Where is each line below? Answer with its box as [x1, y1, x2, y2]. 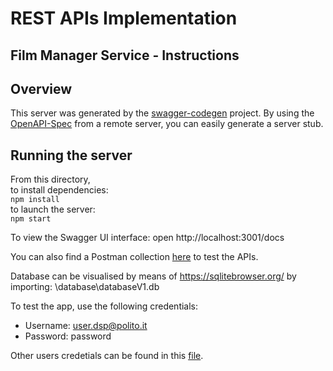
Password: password [24, 330, 112, 342]
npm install [10, 195, 60, 205]
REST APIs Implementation [10, 7, 238, 30]
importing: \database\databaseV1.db [10, 281, 160, 293]
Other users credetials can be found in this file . [10, 350, 204, 362]
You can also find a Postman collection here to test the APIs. [10, 251, 259, 263]
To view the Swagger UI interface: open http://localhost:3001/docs [10, 232, 285, 244]
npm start [10, 214, 52, 224]
